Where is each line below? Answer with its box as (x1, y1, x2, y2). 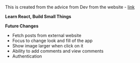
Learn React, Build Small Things (5, 14, 71, 19)
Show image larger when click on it (12, 43, 84, 48)
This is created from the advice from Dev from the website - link (5, 4, 135, 10)
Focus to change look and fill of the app (12, 38, 93, 43)
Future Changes (5, 23, 39, 29)
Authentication (12, 53, 42, 59)
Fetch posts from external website (12, 33, 82, 38)
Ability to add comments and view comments (12, 48, 104, 54)
